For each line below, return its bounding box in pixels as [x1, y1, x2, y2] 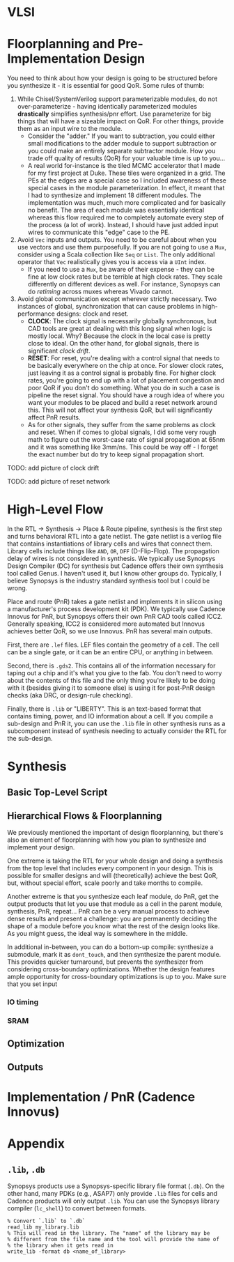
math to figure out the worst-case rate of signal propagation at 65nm [27, 436, 226, 444]
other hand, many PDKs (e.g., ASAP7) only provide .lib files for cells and [7, 1190, 218, 1198]
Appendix [7, 1136, 65, 1152]
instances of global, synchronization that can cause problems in [17, 302, 201, 311]
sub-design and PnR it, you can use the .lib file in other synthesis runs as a [7, 719, 226, 728]
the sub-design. [7, 734, 54, 743]
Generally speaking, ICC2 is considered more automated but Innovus [7, 620, 205, 628]
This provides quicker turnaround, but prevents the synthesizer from [7, 957, 203, 966]
